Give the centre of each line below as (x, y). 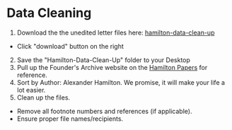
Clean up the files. (43, 97)
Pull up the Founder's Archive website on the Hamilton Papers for (112, 67)
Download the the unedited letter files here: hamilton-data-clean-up (116, 32)
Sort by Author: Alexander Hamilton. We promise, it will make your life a (121, 82)
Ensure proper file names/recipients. (70, 119)
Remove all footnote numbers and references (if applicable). (104, 111)
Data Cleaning (49, 13)
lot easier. (31, 90)
